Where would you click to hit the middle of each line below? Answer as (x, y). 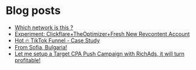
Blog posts (33, 11)
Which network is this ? (44, 27)
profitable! (27, 60)
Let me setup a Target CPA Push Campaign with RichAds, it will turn (100, 54)
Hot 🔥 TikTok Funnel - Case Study (57, 40)
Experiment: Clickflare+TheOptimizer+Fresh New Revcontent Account (102, 33)
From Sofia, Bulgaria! (41, 47)
